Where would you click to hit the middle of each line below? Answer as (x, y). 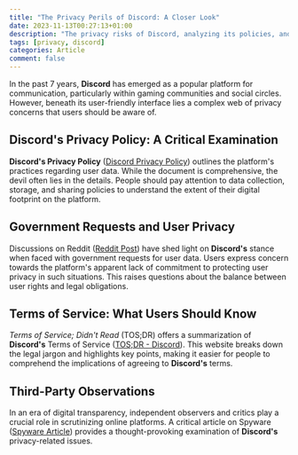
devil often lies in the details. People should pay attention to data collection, (147, 180)
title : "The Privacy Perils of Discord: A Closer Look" (114, 17)
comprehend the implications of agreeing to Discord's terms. (121, 364)
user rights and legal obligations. (69, 286)
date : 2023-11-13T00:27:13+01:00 (71, 26)
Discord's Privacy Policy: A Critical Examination (144, 140)
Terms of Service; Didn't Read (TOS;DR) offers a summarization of (130, 335)
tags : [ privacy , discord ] (57, 42)
